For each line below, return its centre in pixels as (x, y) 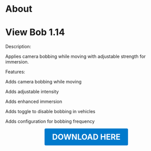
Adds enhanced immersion (34, 102)
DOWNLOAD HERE (86, 137)
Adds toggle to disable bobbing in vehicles (50, 112)
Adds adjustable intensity (32, 92)
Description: (18, 47)
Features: (15, 72)
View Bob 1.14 (35, 33)
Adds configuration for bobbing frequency (50, 121)
